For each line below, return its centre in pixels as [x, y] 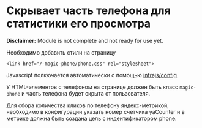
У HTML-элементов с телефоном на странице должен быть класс [92, 87]
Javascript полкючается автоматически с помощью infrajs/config [92, 75]
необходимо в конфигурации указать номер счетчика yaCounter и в [95, 111]
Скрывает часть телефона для [89, 11]
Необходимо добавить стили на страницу [61, 52]
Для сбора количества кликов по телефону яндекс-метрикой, [88, 105]
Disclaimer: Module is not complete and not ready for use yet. [85, 40]
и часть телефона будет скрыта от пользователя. [86, 93]
